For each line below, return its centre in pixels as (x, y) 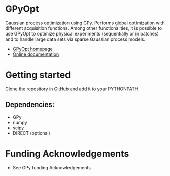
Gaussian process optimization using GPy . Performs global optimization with (85, 23)
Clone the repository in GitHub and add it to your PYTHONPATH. (72, 89)
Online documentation (36, 54)
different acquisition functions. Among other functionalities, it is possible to (84, 28)
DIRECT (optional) (31, 133)
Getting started (38, 75)
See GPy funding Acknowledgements (52, 167)
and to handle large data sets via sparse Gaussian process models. (75, 39)
